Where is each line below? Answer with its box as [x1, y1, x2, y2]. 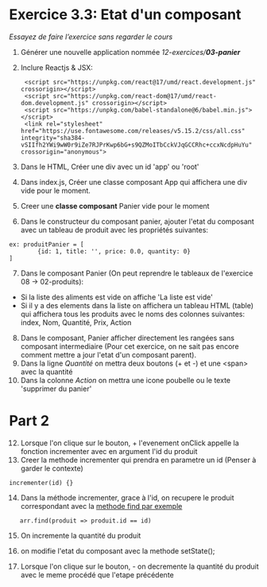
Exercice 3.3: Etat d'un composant [9, 6, 242, 24]
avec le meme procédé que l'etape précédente [20, 569, 174, 579]
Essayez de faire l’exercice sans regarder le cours [9, 32, 173, 41]
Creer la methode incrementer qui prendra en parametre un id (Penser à [20, 455, 257, 464]
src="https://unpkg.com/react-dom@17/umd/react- [52, 92, 217, 100]
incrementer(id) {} [9, 479, 74, 487]
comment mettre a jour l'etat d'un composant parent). [20, 350, 197, 359]
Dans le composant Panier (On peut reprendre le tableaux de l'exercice [20, 268, 253, 278]
